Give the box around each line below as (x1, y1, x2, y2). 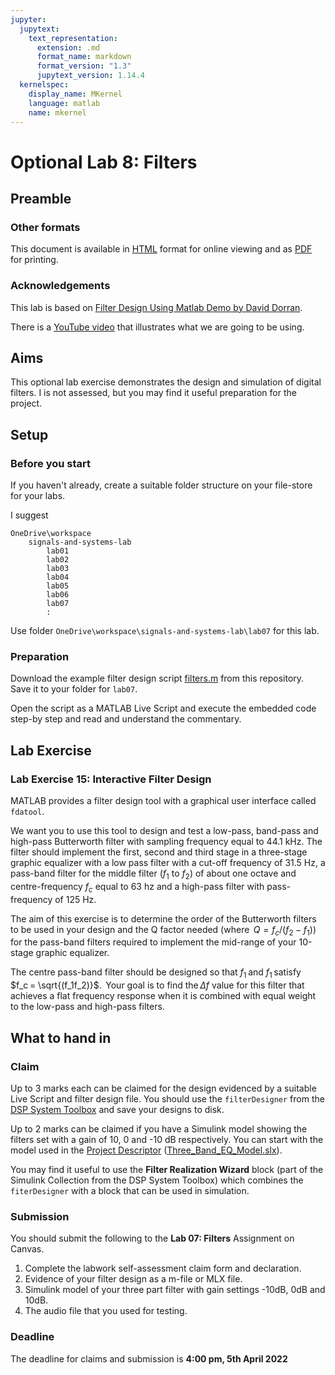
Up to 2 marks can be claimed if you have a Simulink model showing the (10, 1122, 308, 1135)
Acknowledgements (10, 279, 111, 293)
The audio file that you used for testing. (24, 1305, 188, 1317)
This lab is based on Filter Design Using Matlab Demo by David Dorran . (10, 301, 303, 313)
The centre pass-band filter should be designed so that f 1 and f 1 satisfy (10, 966, 302, 981)
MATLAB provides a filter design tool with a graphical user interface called (10, 795, 317, 807)
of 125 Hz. (54, 893, 97, 905)
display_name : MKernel (28, 89, 123, 99)
